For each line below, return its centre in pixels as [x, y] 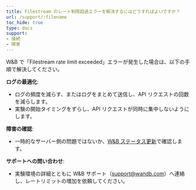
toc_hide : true [25, 22]
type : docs [19, 28]
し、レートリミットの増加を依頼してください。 [71, 181]
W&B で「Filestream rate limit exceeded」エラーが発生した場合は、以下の [96, 62]
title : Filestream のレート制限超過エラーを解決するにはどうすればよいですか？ [93, 11]
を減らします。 [33, 101]
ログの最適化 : [23, 81]
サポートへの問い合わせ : [35, 161]
